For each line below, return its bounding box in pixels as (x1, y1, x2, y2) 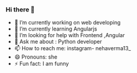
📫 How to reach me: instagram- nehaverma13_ (14, 45, 132, 52)
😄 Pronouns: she (14, 53, 58, 60)
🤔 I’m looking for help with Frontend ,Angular (14, 32, 125, 39)
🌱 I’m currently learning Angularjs (14, 25, 97, 32)
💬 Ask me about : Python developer (14, 38, 103, 45)
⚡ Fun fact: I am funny (14, 60, 69, 68)
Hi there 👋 (5, 5, 35, 14)
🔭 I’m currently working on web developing (14, 19, 121, 26)
